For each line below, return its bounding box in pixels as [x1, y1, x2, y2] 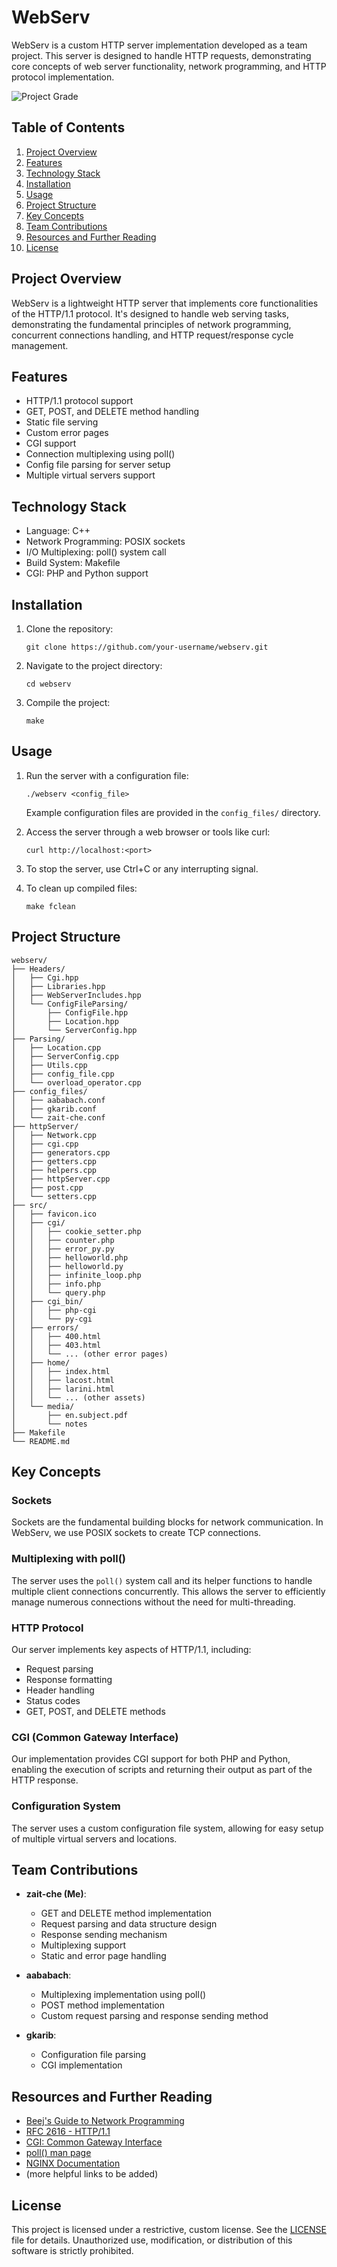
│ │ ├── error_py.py [11, 1244, 115, 1254]
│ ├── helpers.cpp [11, 1165, 98, 1175]
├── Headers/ [11, 964, 66, 974]
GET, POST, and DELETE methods [25, 1705, 166, 1717]
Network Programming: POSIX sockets [25, 536, 186, 548]
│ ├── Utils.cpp [11, 1060, 88, 1070]
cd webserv [25, 679, 72, 689]
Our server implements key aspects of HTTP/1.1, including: [11, 1643, 252, 1655]
